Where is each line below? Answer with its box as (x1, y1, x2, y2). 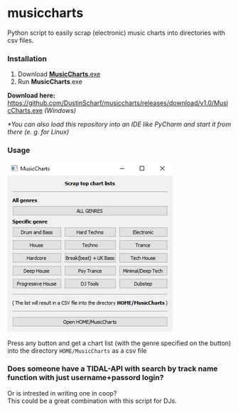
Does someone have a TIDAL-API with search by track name (7, 364, 218, 374)
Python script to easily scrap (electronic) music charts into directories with (7, 28, 226, 37)
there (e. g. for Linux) (7, 128, 70, 136)
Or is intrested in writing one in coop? (7, 389, 117, 397)
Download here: (7, 91, 55, 100)
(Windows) (44, 107, 77, 115)
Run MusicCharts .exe (17, 77, 83, 86)
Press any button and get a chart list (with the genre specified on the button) (7, 339, 232, 347)
